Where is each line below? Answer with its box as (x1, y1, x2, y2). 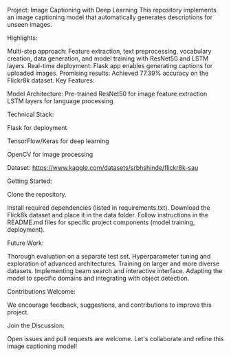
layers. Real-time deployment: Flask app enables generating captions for (7, 62, 213, 69)
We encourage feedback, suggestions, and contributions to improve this (7, 301, 212, 309)
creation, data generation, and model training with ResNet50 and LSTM (7, 54, 209, 63)
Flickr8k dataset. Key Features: (7, 76, 95, 85)
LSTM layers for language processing (7, 97, 113, 105)
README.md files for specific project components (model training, (7, 218, 195, 226)
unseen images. (7, 21, 53, 28)
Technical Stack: (7, 110, 54, 118)
